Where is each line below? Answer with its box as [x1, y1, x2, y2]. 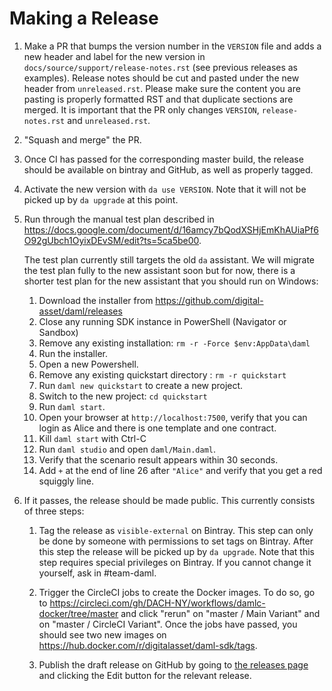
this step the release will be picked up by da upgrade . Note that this [38, 545, 315, 557]
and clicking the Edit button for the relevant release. [38, 669, 252, 681]
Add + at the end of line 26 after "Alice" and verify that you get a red [38, 464, 323, 476]
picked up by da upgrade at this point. [23, 193, 179, 206]
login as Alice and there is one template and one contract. [38, 422, 277, 434]
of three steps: [23, 505, 85, 517]
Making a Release [9, 7, 159, 30]
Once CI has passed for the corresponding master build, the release [23, 153, 304, 165]
